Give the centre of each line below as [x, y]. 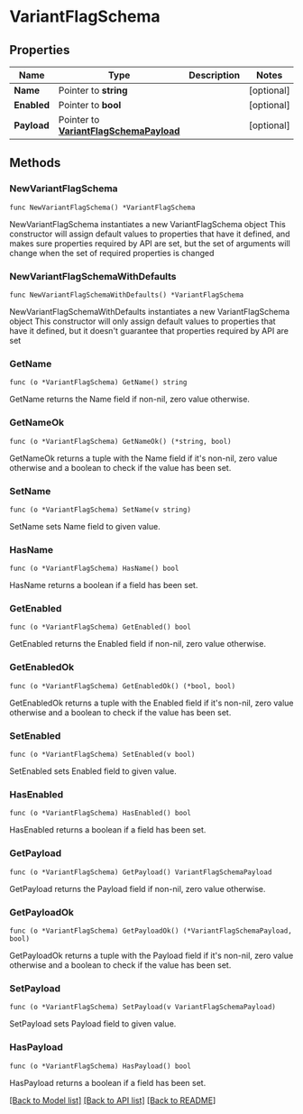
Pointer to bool [90, 105]
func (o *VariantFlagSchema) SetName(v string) [101, 510]
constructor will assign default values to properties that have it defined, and [150, 234]
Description [215, 75]
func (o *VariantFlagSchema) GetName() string [98, 382]
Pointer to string [93, 90]
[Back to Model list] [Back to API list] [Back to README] [113, 1100]
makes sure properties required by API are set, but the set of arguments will [150, 243]
